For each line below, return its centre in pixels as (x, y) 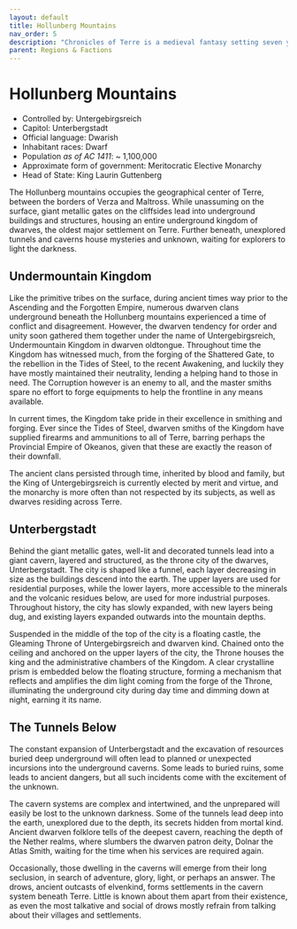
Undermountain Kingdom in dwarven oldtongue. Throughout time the (135, 345)
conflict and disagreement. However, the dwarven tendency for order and (143, 326)
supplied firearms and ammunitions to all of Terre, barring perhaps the (137, 437)
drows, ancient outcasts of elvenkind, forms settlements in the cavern (136, 886)
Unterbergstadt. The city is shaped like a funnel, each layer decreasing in (143, 569)
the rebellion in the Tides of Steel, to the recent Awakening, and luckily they (147, 363)
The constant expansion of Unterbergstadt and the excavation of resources (147, 748)
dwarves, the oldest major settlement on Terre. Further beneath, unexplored (147, 230)
